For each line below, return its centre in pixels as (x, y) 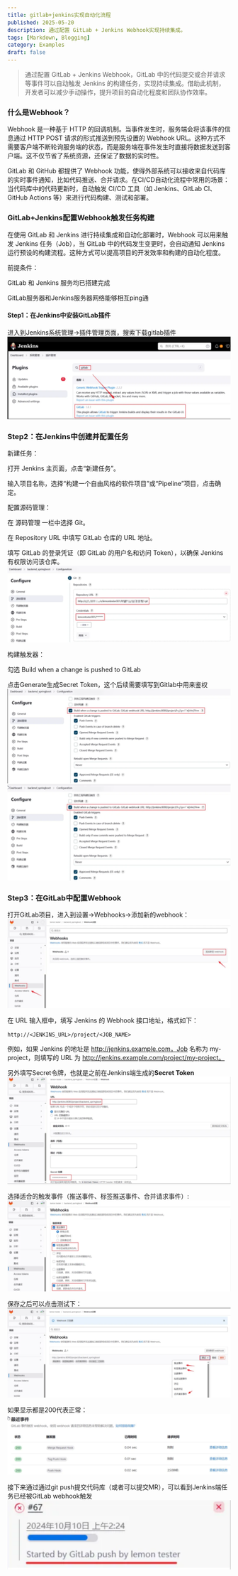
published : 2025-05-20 (41, 22)
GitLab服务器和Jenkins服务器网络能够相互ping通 (78, 298)
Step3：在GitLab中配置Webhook (64, 897)
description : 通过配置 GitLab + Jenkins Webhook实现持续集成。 (97, 30)
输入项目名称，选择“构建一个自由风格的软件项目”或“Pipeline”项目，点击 (111, 484)
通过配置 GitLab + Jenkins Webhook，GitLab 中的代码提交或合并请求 (125, 74)
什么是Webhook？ (39, 112)
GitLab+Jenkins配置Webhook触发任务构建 (81, 218)
